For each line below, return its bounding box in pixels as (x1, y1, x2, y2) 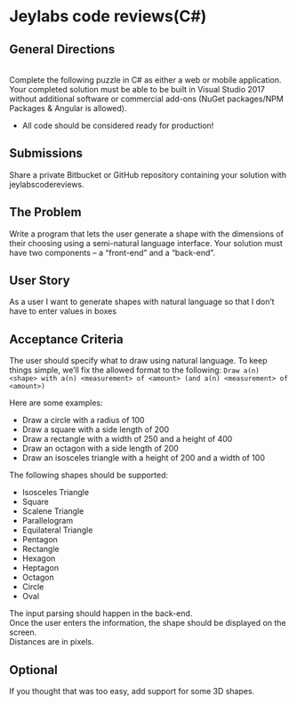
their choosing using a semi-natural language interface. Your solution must (9, 237, 283, 248)
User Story (9, 273, 70, 288)
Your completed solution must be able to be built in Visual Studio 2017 (9, 84, 265, 94)
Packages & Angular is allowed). (9, 103, 127, 113)
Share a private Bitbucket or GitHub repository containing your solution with (9, 169, 287, 180)
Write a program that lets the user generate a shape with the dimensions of (9, 228, 285, 239)
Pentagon (21, 534, 58, 545)
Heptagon (21, 563, 60, 573)
